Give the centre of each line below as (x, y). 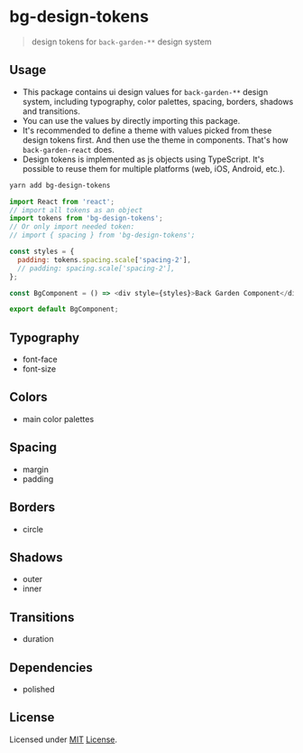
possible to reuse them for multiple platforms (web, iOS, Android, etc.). (154, 168)
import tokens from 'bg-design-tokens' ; (87, 219)
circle (32, 529)
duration (38, 639)
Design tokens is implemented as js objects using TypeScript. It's (143, 159)
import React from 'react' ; (62, 202)
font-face (40, 360)
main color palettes (58, 419)
